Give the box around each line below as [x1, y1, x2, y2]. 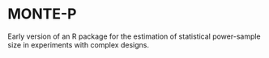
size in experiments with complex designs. [7, 39, 149, 49]
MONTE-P [7, 5, 77, 23]
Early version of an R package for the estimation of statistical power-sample [7, 31, 261, 41]
